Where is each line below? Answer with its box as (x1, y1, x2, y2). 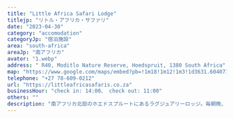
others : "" (7, 94, 39, 101)
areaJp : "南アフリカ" (7, 49, 65, 56)
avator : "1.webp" (7, 56, 58, 62)
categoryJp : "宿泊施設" (7, 36, 72, 43)
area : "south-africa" (7, 42, 70, 49)
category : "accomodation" (7, 29, 82, 37)
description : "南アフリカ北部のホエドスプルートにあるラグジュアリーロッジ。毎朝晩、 (7, 101, 227, 108)
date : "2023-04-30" (7, 23, 64, 30)
